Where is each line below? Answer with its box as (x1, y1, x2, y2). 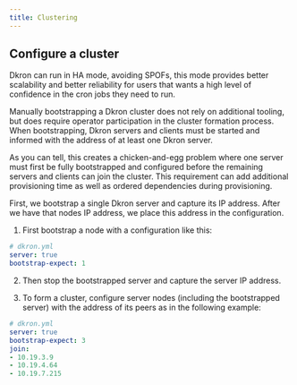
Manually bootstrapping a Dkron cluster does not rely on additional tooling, (9, 107, 284, 117)
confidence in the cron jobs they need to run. (9, 89, 176, 99)
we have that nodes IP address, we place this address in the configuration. (9, 208, 284, 218)
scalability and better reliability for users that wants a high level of (9, 80, 252, 90)
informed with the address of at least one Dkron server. (9, 135, 213, 146)
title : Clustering (9, 13, 78, 22)
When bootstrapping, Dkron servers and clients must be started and (9, 125, 260, 136)
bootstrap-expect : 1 (9, 259, 87, 269)
